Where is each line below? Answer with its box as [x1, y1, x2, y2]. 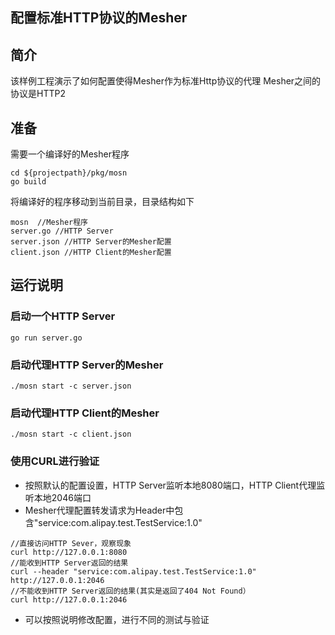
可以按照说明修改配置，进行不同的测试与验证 [24, 613, 210, 625]
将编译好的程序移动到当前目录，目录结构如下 [10, 196, 195, 208]
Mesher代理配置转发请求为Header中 [24, 504, 175, 516]
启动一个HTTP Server [10, 309, 116, 323]
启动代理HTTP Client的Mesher [10, 406, 160, 420]
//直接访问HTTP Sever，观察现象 [10, 538, 132, 548]
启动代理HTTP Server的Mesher [10, 358, 164, 372]
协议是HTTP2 [10, 88, 66, 100]
